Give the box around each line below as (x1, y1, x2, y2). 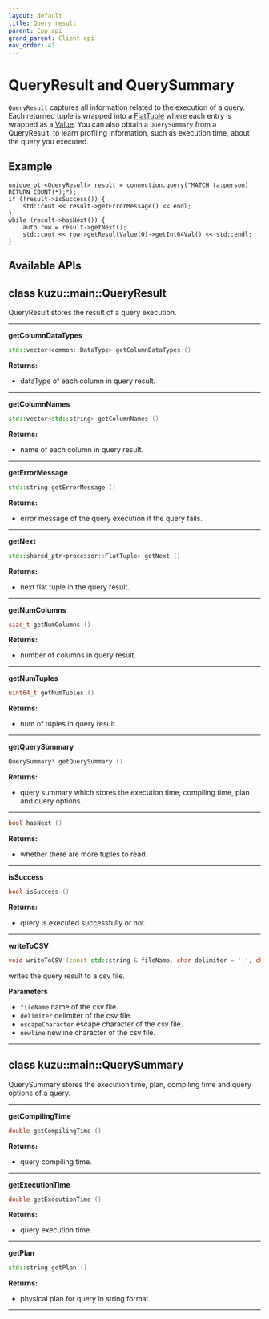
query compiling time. (19, 1156, 92, 1167)
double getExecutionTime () (8, 1196, 102, 1204)
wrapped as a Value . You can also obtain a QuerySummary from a (8, 119, 217, 129)
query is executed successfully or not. (19, 917, 147, 927)
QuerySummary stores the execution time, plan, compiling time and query (8, 1079, 252, 1089)
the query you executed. (8, 137, 90, 147)
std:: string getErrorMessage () (8, 483, 116, 492)
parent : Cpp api (8, 26, 62, 34)
